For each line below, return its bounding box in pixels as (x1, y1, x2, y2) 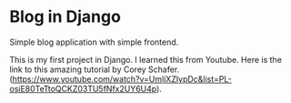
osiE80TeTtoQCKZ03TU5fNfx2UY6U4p (9, 83, 157, 94)
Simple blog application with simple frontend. (9, 36, 179, 47)
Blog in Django (9, 6, 121, 27)
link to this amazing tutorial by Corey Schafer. (9, 64, 180, 75)
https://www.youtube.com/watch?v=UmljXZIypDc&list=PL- (12, 73, 232, 84)
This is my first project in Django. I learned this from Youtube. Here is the (9, 54, 282, 65)
